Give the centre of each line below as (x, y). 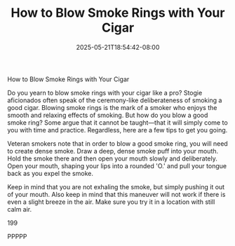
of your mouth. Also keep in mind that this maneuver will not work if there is (116, 194)
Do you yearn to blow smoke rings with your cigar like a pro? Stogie (105, 93)
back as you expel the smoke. (50, 173)
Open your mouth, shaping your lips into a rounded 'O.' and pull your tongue (117, 165)
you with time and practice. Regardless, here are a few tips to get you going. (117, 130)
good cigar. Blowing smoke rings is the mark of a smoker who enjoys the (112, 107)
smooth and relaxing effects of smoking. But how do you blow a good (108, 115)
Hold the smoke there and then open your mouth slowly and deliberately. (112, 158)
